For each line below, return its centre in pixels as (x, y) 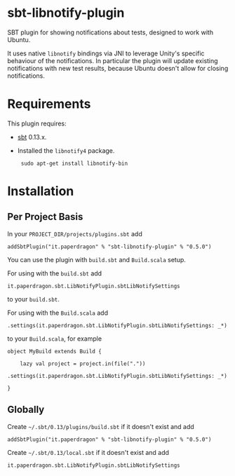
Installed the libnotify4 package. (66, 150)
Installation (41, 191)
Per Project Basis (45, 217)
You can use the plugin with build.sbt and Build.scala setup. (96, 259)
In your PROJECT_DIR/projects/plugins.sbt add (75, 233)
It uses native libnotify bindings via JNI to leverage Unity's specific (106, 53)
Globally (26, 410)
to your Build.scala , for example (55, 339)
